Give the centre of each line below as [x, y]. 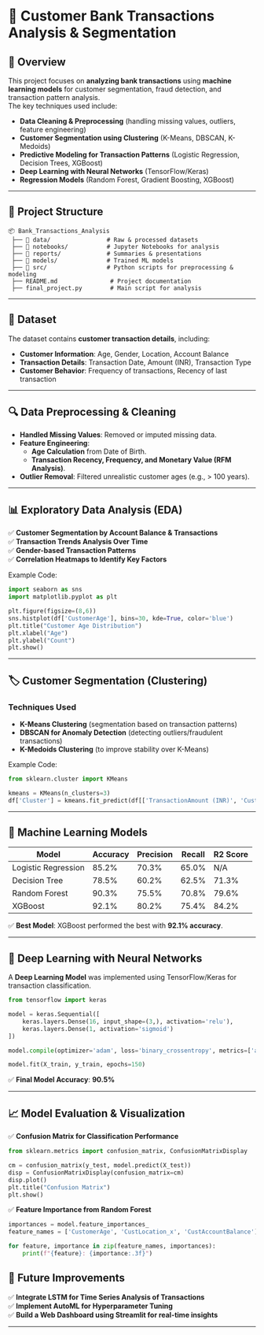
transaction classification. [50, 986]
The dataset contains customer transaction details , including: [109, 339]
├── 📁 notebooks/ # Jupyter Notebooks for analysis [115, 247]
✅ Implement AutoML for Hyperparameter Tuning [90, 1306]
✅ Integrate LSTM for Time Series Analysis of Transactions [106, 1297]
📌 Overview [37, 62]
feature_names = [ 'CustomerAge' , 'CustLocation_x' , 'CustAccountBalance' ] [133, 1232]
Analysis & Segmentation [92, 33]
